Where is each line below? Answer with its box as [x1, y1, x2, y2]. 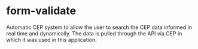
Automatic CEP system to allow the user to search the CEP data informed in [6, 24, 193, 31]
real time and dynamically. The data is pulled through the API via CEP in [6, 30, 182, 37]
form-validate [6, 4, 77, 18]
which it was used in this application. [6, 36, 97, 43]
